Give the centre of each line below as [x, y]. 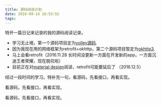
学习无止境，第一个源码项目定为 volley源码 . [55, 43]
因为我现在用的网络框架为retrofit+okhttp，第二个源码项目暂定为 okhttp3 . [83, 49]
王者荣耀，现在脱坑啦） [40, 61]
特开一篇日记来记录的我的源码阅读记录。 [45, 33]
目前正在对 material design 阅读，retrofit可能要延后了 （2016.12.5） [78, 67]
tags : [10, 18]
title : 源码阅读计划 [23, 9]
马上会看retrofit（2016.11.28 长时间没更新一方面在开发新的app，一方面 [82, 55]
